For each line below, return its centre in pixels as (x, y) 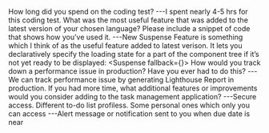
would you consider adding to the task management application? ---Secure (132, 97)
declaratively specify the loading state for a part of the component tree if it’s (134, 54)
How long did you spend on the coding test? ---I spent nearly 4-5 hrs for (128, 12)
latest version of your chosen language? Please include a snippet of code (129, 28)
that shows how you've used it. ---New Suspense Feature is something (126, 37)
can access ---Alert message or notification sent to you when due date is (129, 114)
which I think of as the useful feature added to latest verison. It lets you (125, 46)
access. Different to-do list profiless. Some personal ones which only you (129, 105)
